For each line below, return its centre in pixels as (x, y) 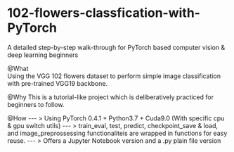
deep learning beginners (43, 55)
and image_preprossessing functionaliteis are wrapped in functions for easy (117, 133)
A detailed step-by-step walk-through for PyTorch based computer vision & (116, 47)
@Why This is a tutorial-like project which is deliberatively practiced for (111, 97)
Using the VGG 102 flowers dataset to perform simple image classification (114, 76)
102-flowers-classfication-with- (104, 13)
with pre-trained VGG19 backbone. (57, 83)
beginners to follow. (36, 104)
